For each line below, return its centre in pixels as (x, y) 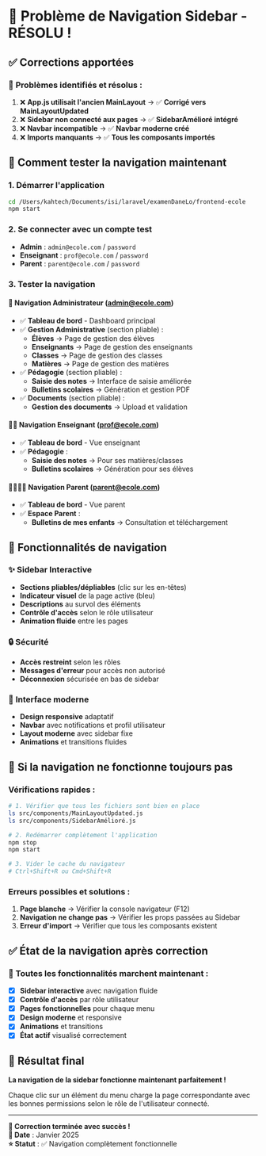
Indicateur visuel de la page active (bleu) (87, 595)
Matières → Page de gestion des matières (100, 363)
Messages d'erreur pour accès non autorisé (92, 671)
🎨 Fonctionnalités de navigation (88, 547)
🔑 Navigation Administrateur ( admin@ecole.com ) (91, 303)
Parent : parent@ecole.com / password (80, 263)
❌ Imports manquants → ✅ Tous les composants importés (117, 137)
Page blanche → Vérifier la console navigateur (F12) (104, 909)
